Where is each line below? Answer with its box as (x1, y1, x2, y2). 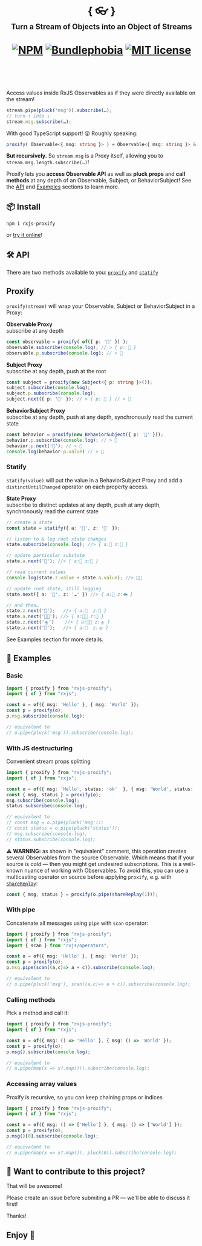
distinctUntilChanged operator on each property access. (6, 483, 149, 490)
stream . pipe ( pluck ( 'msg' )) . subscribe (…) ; (6, 107, 112, 113)
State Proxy (6, 495, 36, 502)
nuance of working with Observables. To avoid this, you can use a (24, 867, 189, 874)
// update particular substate (6, 553, 85, 559)
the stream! (6, 95, 35, 102)
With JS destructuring (6, 744, 73, 752)
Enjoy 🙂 (6, 1230, 35, 1240)
